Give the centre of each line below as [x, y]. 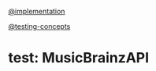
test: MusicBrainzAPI [79, 58]
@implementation [37, 11]
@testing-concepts [39, 26]
